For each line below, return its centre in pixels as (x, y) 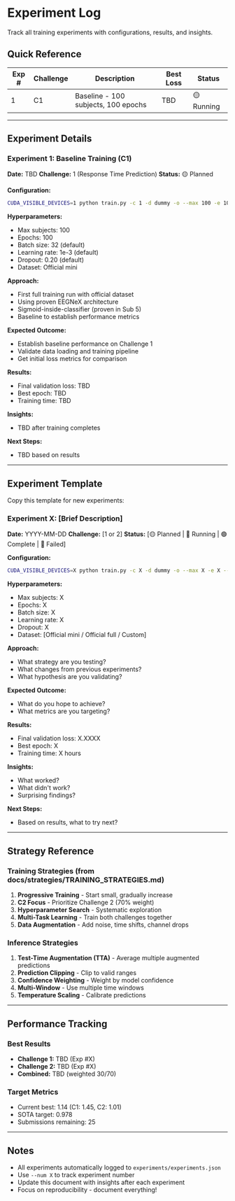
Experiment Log (54, 13)
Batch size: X (36, 612)
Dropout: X (33, 627)
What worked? (38, 780)
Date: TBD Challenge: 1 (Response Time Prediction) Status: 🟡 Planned (110, 174)
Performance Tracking (57, 1024)
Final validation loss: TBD (54, 386)
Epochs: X (32, 605)
